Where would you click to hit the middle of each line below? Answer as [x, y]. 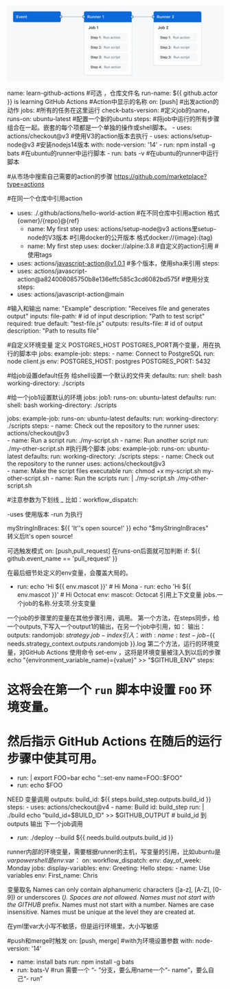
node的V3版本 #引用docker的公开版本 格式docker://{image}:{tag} [120, 238]
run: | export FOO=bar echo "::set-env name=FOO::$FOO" [100, 778]
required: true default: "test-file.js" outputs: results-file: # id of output [105, 324]
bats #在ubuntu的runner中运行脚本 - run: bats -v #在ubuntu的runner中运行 [113, 153]
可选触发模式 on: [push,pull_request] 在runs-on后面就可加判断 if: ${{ [104, 551]
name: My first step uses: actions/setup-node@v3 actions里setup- [122, 229]
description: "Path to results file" [53, 331]
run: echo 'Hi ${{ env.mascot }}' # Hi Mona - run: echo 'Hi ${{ [104, 587]
